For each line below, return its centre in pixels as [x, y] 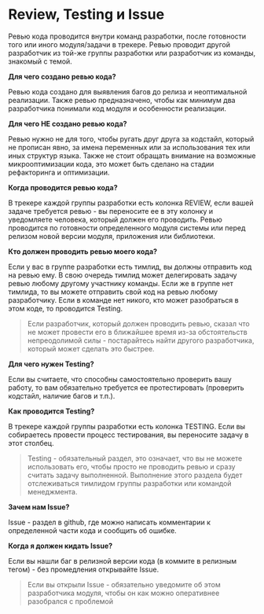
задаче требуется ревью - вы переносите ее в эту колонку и [111, 211]
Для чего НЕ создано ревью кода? [68, 123]
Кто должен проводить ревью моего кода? [83, 251]
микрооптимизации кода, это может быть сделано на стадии [111, 164]
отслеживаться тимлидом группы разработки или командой [129, 483]
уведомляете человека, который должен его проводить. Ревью [115, 219]
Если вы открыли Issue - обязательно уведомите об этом [124, 584]
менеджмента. [52, 491]
